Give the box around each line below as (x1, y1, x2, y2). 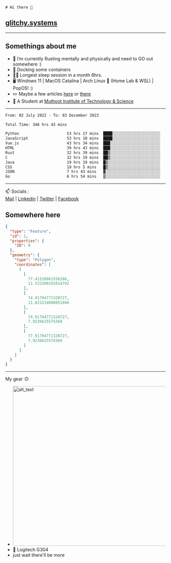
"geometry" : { (10, 253, 40, 258)
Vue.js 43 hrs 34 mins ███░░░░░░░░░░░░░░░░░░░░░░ (5, 141, 160, 146)
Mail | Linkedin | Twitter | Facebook (5, 196, 79, 202)
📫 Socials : (5, 188, 30, 194)
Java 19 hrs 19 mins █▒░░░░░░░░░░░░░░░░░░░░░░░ (5, 160, 160, 165)
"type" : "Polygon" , (14, 257, 56, 263)
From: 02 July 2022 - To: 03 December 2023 (5, 112, 99, 118)
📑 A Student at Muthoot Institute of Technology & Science (12, 98, 134, 104)
